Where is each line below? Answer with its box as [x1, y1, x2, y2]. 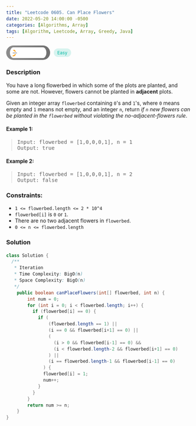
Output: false [17, 176, 58, 183]
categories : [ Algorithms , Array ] [6, 22, 89, 28]
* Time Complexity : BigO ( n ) [14, 271, 83, 277]
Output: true [17, 144, 55, 151]
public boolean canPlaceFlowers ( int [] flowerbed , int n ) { [17, 290, 165, 296]
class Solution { [6, 252, 49, 259]
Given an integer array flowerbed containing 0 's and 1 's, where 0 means [6, 99, 180, 106]
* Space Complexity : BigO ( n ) [14, 277, 86, 283]
